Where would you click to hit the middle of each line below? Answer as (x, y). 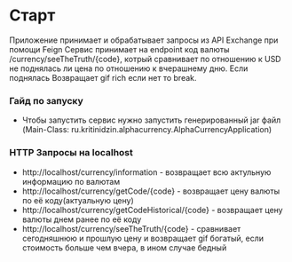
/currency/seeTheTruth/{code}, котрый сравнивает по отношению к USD (145, 59)
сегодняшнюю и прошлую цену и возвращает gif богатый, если (143, 238)
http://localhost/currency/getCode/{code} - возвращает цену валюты (151, 191)
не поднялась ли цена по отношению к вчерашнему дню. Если (129, 68)
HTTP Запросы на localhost (71, 153)
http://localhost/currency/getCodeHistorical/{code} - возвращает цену (152, 210)
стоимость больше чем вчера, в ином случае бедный (124, 247)
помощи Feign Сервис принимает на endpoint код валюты (119, 49)
